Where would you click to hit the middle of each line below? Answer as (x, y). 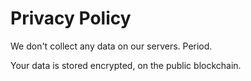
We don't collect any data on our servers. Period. (111, 46)
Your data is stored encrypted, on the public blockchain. (126, 65)
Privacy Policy (71, 18)
